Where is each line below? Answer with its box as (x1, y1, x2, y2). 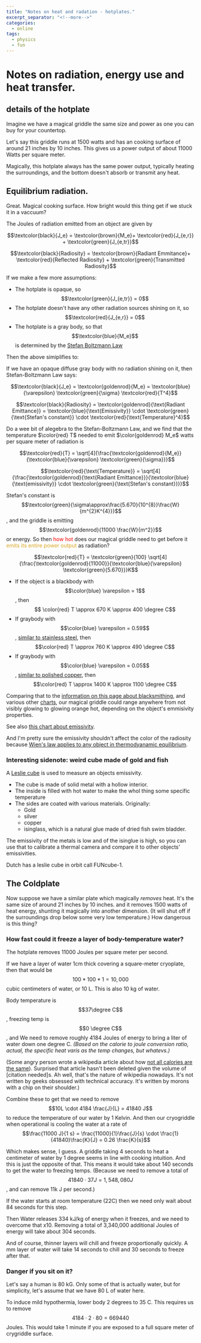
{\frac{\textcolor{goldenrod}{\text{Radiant (11, 473, 115, 481)
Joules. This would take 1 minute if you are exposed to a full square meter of (6, 1324, 194, 1331)
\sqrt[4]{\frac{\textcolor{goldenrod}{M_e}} (77, 449, 182, 457)
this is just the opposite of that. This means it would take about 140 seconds (6, 1160, 193, 1168)
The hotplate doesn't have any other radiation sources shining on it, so (14, 304, 190, 311)
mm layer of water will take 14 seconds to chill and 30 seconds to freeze (6, 1246, 184, 1253)
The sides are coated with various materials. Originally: (14, 800, 151, 807)
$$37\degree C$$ (78, 1006, 123, 1013)
